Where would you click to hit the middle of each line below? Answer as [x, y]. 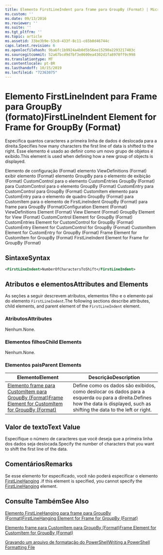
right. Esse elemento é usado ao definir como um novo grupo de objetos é [79, 151]
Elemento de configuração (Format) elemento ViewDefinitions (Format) [76, 170]
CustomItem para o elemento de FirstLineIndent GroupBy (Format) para [76, 201]
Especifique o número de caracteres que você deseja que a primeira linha [79, 439]
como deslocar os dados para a [109, 392]
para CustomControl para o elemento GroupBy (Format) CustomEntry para [79, 186]
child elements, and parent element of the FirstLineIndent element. [73, 306]
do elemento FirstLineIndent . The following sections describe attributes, [78, 301]
